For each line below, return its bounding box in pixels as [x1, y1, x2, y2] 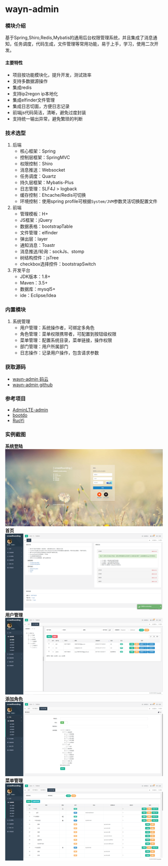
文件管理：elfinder [19, 229, 58, 235]
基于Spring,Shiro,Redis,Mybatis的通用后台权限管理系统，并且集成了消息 [5, 35, 153, 41]
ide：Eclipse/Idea [19, 292, 56, 298]
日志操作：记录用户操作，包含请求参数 [19, 350, 99, 356]
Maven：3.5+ [19, 279, 48, 285]
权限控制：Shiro [19, 161, 53, 167]
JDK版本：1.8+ [19, 273, 51, 279]
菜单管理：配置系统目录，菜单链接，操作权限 [19, 337, 112, 343]
